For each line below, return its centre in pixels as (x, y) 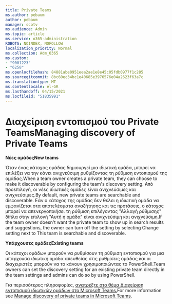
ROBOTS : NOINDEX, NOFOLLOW (34, 44)
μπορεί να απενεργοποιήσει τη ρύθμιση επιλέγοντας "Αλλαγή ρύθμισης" (83, 211)
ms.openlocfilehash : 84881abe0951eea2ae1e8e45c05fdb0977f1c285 (74, 73)
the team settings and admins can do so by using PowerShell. (71, 275)
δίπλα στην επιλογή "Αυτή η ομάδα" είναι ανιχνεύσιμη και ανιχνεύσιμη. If (84, 217)
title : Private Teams (28, 10)
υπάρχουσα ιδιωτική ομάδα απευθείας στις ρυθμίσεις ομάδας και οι (78, 259)
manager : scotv (22, 24)
